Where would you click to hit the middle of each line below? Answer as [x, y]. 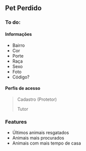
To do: [13, 22]
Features [16, 122]
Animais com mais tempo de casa [47, 143]
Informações [19, 34]
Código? [21, 77]
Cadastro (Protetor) [37, 99]
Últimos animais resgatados [41, 133]
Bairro [19, 45]
